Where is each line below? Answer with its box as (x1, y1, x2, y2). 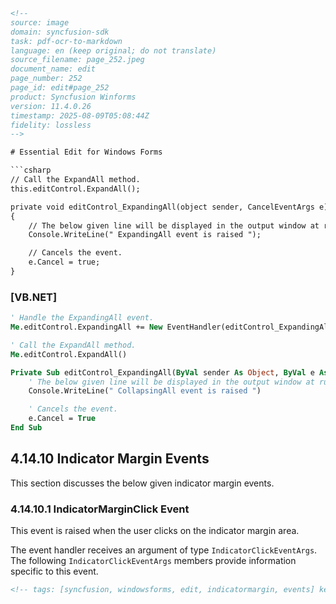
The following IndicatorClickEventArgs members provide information (10, 555, 297, 567)
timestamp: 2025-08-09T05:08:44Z (10, 110, 150, 121)
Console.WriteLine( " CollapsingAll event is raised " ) (28, 386, 262, 396)
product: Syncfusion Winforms (10, 92, 137, 102)
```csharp (10, 165, 52, 176)
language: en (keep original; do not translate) (10, 45, 217, 56)
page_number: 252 (10, 74, 83, 84)
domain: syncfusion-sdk (10, 27, 110, 37)
